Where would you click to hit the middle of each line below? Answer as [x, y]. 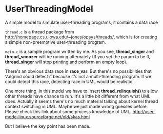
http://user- [144, 111]
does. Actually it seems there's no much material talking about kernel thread [82, 101]
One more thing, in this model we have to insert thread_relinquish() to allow [81, 91]
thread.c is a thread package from [40, 32]
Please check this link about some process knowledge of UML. [68, 111]
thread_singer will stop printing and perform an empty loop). [66, 62]
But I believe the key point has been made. [48, 126]
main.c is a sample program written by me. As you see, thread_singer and [80, 51]
